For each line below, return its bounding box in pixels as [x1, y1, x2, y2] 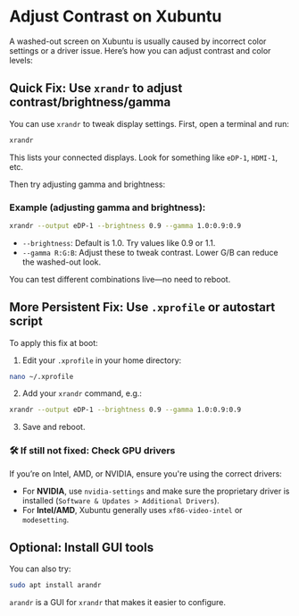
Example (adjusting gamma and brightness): [9, 201, 206, 214]
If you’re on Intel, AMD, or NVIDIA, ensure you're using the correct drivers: [9, 468, 283, 479]
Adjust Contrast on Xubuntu [9, 6, 222, 27]
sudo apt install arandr [9, 581, 102, 590]
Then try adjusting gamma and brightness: [9, 179, 166, 190]
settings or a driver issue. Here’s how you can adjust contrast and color [9, 45, 271, 55]
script [9, 314, 43, 329]
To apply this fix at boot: [9, 337, 98, 348]
